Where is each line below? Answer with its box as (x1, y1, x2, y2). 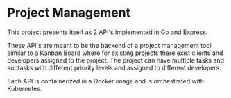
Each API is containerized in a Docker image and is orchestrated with (7, 76, 205, 85)
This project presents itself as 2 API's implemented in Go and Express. (7, 28, 208, 36)
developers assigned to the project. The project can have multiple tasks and (7, 56, 224, 64)
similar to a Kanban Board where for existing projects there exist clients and (7, 49, 223, 57)
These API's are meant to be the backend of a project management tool (7, 41, 212, 49)
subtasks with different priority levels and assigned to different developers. (7, 63, 222, 72)
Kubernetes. (7, 84, 42, 92)
